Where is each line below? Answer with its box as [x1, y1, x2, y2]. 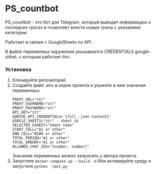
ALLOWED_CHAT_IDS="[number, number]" [12, 144, 90, 149]
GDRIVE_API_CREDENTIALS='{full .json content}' [12, 114, 111, 119]
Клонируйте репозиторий [12, 77, 66, 83]
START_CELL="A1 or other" [12, 127, 65, 132]
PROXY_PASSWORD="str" [12, 106, 56, 111]
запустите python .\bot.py [12, 163, 68, 169]
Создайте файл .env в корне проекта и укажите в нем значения [12, 82, 146, 88]
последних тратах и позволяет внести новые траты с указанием [5, 24, 141, 30]
